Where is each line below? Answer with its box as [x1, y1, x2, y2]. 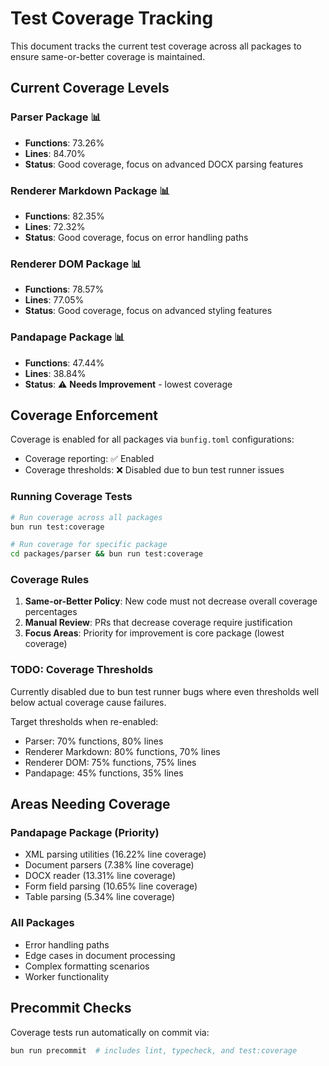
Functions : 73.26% [24, 137, 105, 149]
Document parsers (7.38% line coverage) [24, 859, 195, 871]
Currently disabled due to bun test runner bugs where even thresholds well [10, 685, 320, 697]
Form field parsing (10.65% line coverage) [24, 880, 198, 892]
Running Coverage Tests [10, 490, 133, 504]
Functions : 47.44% [24, 357, 105, 369]
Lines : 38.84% [24, 367, 87, 379]
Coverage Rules [10, 573, 90, 587]
